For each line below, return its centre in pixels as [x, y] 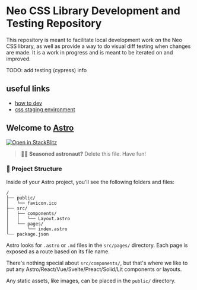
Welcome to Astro [40, 128]
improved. [18, 59]
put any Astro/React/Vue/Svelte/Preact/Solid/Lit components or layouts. [94, 269]
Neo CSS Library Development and [93, 11]
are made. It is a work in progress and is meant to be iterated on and [90, 52]
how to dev [28, 103]
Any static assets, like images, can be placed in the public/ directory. [91, 281]
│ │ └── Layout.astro [38, 218]
